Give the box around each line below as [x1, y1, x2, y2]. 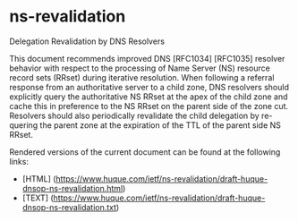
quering [9, 119, 38, 131]
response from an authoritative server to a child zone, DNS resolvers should [9, 81, 289, 92]
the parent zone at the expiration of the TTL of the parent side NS [39, 119, 282, 131]
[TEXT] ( [21, 192, 54, 203]
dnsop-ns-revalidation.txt [21, 201, 117, 212]
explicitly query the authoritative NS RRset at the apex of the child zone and [9, 91, 288, 102]
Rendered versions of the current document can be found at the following [9, 146, 281, 157]
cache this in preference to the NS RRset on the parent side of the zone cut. [9, 100, 289, 111]
